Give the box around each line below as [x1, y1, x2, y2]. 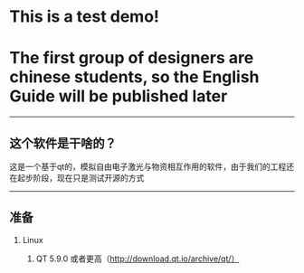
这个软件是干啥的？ [9, 136, 117, 151]
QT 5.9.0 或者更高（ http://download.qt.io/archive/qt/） [35, 253, 240, 264]
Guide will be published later [9, 86, 228, 107]
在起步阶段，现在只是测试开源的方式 [9, 172, 145, 183]
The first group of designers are [9, 48, 254, 69]
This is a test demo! [9, 6, 160, 27]
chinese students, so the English [9, 67, 260, 88]
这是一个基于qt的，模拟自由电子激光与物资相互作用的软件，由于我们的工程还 [9, 161, 295, 172]
